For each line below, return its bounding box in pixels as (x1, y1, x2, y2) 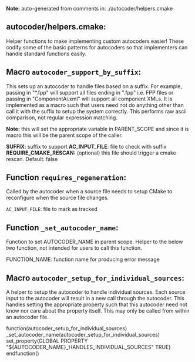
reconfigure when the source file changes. (6, 194, 109, 202)
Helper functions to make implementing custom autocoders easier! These (6, 38, 184, 45)
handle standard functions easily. (6, 50, 87, 57)
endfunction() (6, 350, 39, 357)
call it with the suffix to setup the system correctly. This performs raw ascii (6, 108, 187, 115)
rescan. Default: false (6, 155, 58, 162)
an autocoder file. (6, 314, 49, 321)
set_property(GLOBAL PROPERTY (6, 337, 88, 344)
